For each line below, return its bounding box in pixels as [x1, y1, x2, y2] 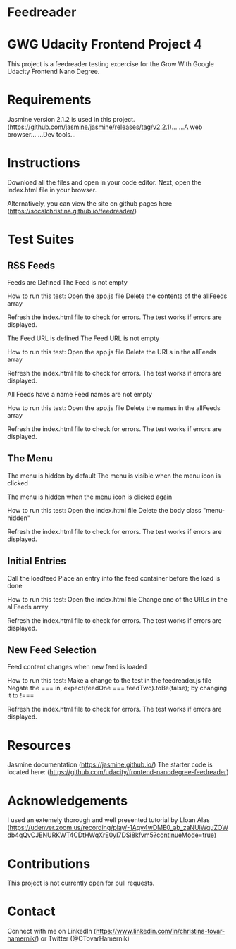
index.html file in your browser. [7, 186, 97, 194]
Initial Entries [7, 555, 67, 567]
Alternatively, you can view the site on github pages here [7, 199, 173, 208]
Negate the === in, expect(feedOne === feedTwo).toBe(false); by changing [7, 684, 228, 693]
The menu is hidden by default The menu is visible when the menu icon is [7, 471, 221, 480]
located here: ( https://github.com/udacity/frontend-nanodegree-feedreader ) [7, 768, 229, 776]
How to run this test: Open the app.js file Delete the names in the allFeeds [7, 404, 221, 412]
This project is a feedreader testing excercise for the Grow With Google [7, 60, 215, 68]
